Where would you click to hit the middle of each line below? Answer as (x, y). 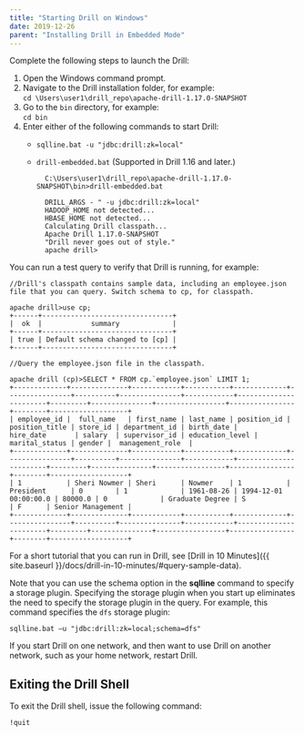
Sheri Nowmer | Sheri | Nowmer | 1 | (182, 484)
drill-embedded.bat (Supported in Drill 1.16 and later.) (136, 162)
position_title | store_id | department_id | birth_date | (124, 428)
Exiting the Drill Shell (70, 684)
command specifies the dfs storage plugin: (90, 612)
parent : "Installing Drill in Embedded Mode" (97, 35)
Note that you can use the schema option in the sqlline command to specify (152, 583)
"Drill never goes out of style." (110, 242)
